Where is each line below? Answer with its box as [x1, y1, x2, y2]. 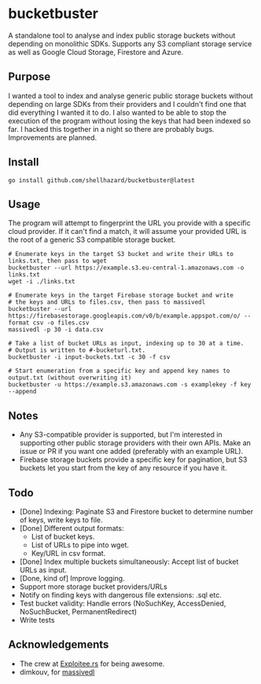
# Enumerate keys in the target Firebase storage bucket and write [8, 291, 234, 299]
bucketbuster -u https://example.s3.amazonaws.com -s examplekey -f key [8, 381, 252, 389]
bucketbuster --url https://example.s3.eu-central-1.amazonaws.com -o [8, 264, 244, 272]
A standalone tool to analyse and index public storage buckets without [8, 31, 236, 40]
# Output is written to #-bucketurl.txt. [8, 346, 146, 354]
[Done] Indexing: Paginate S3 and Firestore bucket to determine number [19, 507, 254, 516]
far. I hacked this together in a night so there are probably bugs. [8, 124, 215, 134]
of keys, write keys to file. [19, 515, 103, 525]
